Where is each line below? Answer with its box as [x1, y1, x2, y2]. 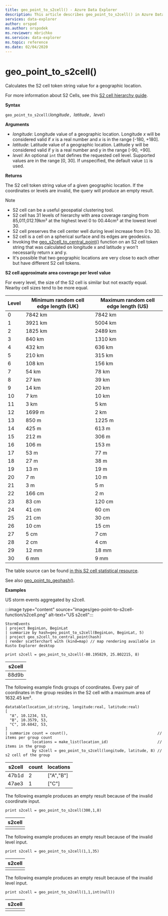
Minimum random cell [31, 296, 84, 303]
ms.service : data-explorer [5, 35, 61, 40]
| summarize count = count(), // [5, 731, 162, 736]
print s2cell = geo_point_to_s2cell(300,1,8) [5, 808, 101, 813]
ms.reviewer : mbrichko [5, 30, 52, 35]
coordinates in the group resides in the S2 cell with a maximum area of [5, 689, 151, 695]
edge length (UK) [36, 303, 79, 310]
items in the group [5, 744, 46, 749]
